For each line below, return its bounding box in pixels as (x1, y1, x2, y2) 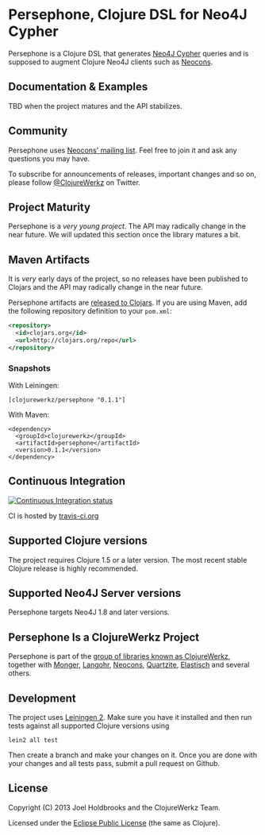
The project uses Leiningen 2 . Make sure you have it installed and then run (8, 713, 252, 722)
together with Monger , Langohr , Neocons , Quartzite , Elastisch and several (8, 660, 250, 670)
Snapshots (8, 363, 52, 374)
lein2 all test (8, 737, 59, 745)
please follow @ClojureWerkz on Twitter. (8, 177, 141, 187)
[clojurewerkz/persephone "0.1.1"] (8, 395, 126, 404)
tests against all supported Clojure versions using (8, 721, 170, 731)
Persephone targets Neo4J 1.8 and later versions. (8, 607, 171, 617)
